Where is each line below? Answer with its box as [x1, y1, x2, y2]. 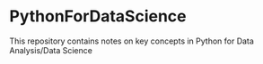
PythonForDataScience [9, 6, 187, 27]
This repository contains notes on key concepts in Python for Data [9, 36, 254, 46]
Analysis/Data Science [9, 44, 92, 55]
